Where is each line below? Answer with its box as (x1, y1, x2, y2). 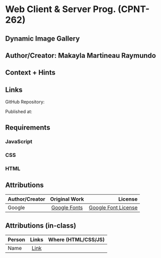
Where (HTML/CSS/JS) (48, 236, 105, 243)
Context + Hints (5, 68, 56, 77)
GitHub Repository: (5, 99, 45, 105)
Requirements (5, 123, 50, 132)
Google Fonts (51, 204, 83, 211)
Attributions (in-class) (5, 221, 76, 230)
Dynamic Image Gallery (5, 34, 80, 43)
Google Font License (89, 204, 138, 211)
